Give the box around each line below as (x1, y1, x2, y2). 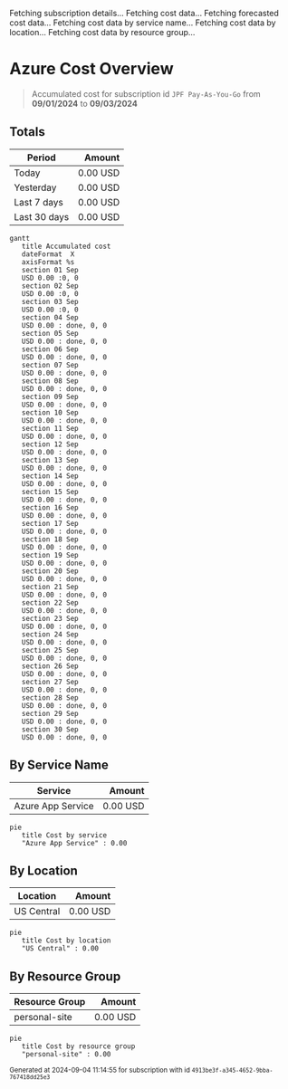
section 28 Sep (21, 693, 79, 702)
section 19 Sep (21, 550, 79, 559)
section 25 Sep (21, 645, 79, 654)
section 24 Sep (21, 629, 79, 639)
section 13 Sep (21, 455, 79, 464)
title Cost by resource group (21, 1042, 136, 1051)
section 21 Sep (21, 582, 79, 591)
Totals (9, 124, 45, 139)
